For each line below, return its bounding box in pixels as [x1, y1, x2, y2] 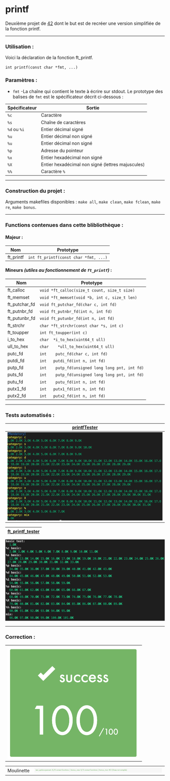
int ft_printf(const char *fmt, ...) [28, 255, 108, 260]
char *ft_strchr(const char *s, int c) [39, 323, 124, 328]
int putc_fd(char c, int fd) [39, 351, 108, 356]
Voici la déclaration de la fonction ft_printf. [5, 55, 94, 61]
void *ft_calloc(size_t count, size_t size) [39, 288, 135, 293]
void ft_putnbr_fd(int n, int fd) [39, 309, 112, 314]
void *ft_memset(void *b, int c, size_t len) [39, 295, 138, 300]
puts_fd [7, 372, 23, 378]
